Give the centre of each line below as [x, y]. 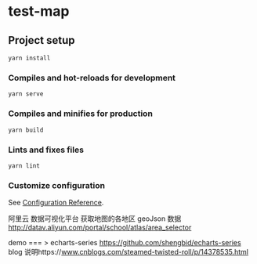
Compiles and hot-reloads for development [92, 78]
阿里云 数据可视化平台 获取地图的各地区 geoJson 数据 [95, 219]
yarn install [29, 58]
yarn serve [26, 94]
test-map [39, 11]
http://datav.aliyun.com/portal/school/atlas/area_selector [100, 228]
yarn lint [24, 166]
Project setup [42, 40]
